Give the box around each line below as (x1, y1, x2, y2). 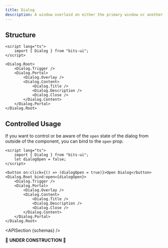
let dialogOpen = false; (14, 157, 66, 162)
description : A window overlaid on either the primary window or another (5, 12, 163, 17)
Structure (5, 31, 36, 39)
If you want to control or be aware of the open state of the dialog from (5, 133, 149, 139)
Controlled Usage (5, 119, 61, 128)
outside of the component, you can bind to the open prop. (5, 138, 124, 144)
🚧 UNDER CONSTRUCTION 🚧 (5, 237, 66, 243)
